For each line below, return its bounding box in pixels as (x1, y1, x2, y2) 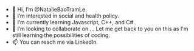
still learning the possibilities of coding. (12, 32, 111, 39)
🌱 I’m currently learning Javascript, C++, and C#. (12, 19, 135, 25)
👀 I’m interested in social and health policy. (12, 12, 120, 19)
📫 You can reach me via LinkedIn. (12, 38, 99, 46)
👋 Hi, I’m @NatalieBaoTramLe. (12, 6, 87, 13)
